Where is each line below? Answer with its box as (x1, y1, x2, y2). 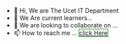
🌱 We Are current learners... (13, 14, 92, 22)
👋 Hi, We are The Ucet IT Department (13, 7, 119, 14)
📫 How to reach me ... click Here (13, 29, 108, 37)
